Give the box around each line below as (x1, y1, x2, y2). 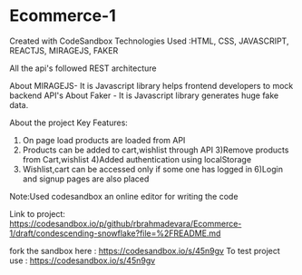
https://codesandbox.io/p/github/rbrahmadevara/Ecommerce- (9, 218, 242, 229)
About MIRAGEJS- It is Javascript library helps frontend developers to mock (9, 80, 294, 91)
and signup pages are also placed (22, 173, 150, 184)
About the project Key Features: (9, 117, 129, 128)
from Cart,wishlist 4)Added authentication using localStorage (22, 153, 252, 164)
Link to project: (9, 208, 66, 219)
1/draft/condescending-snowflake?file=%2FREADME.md (9, 228, 221, 239)
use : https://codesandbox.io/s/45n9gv (9, 255, 156, 266)
